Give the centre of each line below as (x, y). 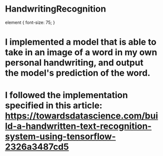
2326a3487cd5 (37, 147)
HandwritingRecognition (55, 9)
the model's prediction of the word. (78, 73)
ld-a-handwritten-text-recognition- (78, 126)
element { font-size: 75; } (30, 22)
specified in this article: (54, 106)
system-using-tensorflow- (60, 137)
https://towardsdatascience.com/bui (81, 116)
